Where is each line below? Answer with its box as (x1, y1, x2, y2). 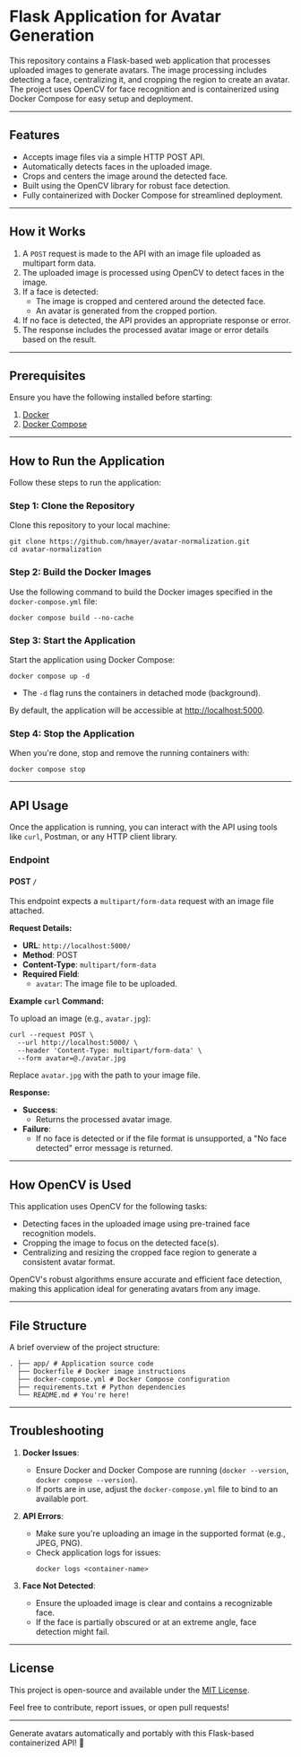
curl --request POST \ (9, 1031, 94, 1040)
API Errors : (21, 1510, 64, 1521)
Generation (9, 25, 95, 46)
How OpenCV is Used (9, 1177, 132, 1192)
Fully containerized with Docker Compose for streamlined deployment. (21, 189, 284, 200)
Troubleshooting (9, 1423, 105, 1438)
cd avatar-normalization (9, 545, 102, 554)
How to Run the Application (9, 453, 166, 469)
